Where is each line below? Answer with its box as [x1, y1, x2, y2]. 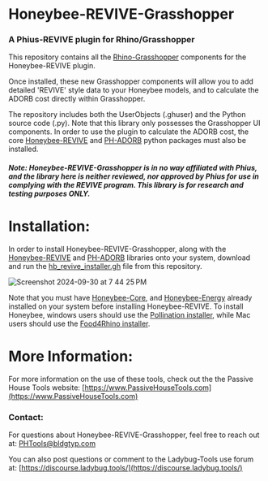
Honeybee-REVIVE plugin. [8, 61, 96, 71]
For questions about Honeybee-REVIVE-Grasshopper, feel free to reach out [8, 430, 260, 440]
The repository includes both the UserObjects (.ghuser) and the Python [8, 110, 246, 119]
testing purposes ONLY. [8, 188, 91, 199]
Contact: [8, 411, 44, 422]
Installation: [8, 217, 91, 236]
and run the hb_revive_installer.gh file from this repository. [8, 262, 202, 271]
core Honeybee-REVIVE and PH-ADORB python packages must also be [8, 136, 247, 145]
